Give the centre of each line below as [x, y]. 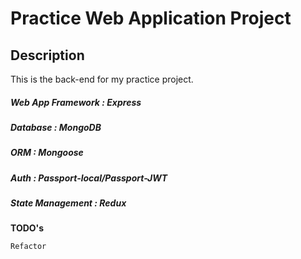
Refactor [28, 247]
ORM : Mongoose [47, 153]
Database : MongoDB [56, 127]
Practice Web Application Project [151, 18]
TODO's [27, 228]
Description [47, 55]
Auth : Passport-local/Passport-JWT [89, 178]
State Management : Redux [68, 203]
